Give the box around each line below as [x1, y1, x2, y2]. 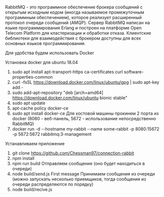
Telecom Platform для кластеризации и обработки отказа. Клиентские [5, 30, 151, 36]
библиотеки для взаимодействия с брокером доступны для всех [5, 35, 141, 41]
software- [124, 69, 144, 75]
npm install [12, 155, 35, 161]
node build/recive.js [12, 187, 52, 192]
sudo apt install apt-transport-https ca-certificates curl [12, 69, 123, 75]
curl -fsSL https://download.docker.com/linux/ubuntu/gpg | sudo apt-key [12, 79, 160, 85]
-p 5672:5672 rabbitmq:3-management [12, 131, 92, 137]
